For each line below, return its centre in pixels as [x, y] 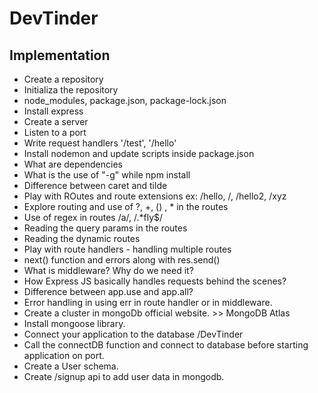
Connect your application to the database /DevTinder [133, 334]
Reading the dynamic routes [82, 238]
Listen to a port [55, 132]
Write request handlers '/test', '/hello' [100, 143]
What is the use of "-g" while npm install [107, 175]
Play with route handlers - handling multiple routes [127, 249]
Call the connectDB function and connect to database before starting [166, 345]
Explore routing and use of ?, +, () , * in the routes [126, 206]
